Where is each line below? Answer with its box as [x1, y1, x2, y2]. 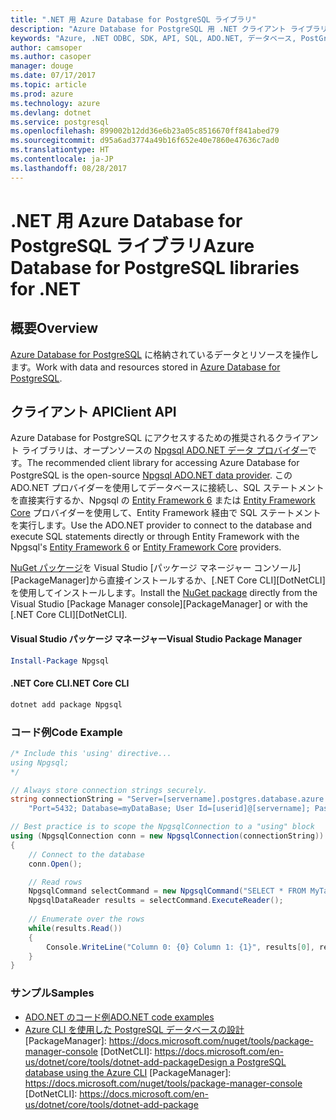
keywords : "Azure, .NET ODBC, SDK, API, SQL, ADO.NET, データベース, [10, 33, 297, 43]
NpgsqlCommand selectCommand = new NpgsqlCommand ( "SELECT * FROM [28, 886, 307, 896]
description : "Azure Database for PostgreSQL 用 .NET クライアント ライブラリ [10, 24, 328, 34]
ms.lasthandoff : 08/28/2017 [10, 163, 128, 173]
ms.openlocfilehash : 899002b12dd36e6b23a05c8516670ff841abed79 [10, 126, 280, 136]
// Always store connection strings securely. [10, 785, 208, 795]
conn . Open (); [28, 859, 83, 869]
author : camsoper [10, 42, 83, 53]
